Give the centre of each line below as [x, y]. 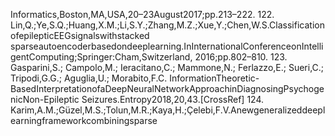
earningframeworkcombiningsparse [84, 120]
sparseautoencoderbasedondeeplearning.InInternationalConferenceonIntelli [167, 46]
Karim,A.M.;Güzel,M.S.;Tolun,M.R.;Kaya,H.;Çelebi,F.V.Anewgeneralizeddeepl [168, 110]
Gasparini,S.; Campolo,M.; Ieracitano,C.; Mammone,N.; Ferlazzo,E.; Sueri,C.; [167, 67]
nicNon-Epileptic [45, 99]
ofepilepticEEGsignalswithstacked [80, 35]
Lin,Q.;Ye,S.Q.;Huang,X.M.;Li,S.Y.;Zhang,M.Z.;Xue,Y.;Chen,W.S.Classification [167, 25]
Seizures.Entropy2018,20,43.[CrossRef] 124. [173, 99]
